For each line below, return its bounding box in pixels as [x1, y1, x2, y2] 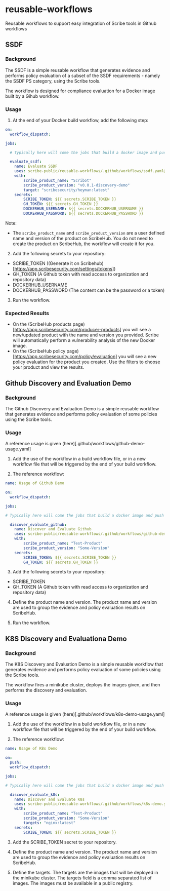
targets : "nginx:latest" [23, 820, 76, 825]
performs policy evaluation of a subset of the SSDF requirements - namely [5, 72, 160, 79]
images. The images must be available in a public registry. [12, 880, 134, 886]
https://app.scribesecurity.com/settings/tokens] [14, 265, 114, 272]
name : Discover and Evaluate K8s [14, 797, 85, 802]
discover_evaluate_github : [10, 522, 67, 527]
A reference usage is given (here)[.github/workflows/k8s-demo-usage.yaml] [5, 711, 165, 717]
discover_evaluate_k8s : [10, 792, 60, 797]
